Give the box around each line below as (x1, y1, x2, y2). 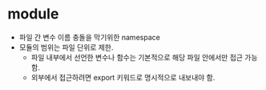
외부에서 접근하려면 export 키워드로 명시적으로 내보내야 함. (30, 72, 216, 82)
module (7, 5, 59, 23)
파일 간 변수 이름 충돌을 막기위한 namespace (18, 32, 161, 42)
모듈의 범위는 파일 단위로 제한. (18, 42, 114, 52)
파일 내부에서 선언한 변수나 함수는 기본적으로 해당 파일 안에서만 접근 (30, 52, 244, 62)
